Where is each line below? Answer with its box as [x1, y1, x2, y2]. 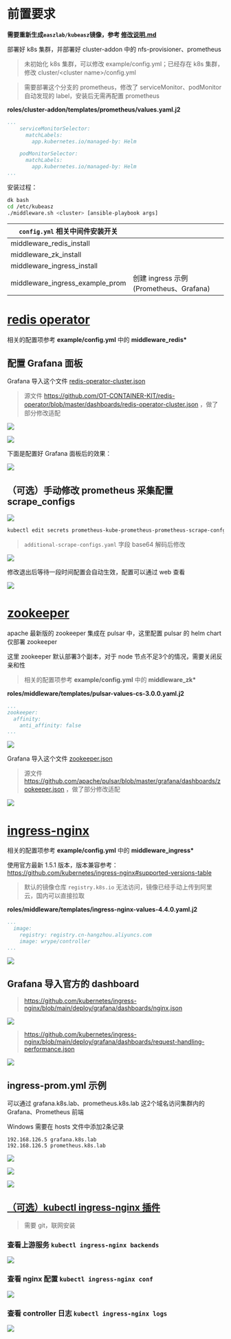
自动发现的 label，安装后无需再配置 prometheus [23, 91, 160, 100]
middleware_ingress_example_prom [10, 278, 126, 288]
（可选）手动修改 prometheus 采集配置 [7, 484, 173, 496]
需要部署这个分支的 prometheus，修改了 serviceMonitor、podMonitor [23, 83, 222, 91]
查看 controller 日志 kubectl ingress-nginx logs [7, 1308, 168, 1318]
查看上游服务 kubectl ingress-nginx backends [7, 1240, 159, 1249]
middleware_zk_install [10, 250, 82, 259]
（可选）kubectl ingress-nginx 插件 [7, 1201, 160, 1214]
